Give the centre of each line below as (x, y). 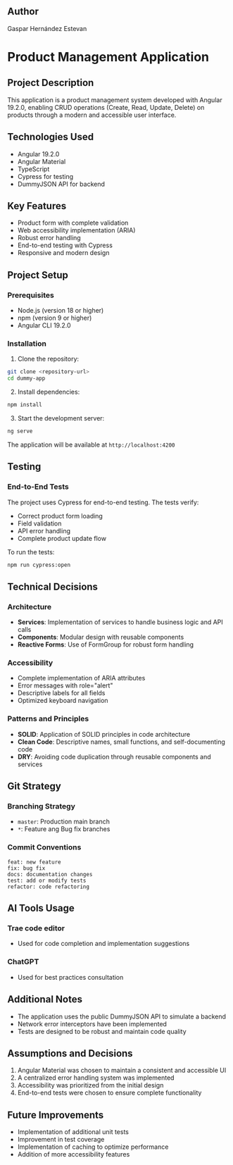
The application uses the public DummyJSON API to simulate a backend (122, 1016)
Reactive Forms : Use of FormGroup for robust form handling (106, 644)
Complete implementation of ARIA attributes (81, 678)
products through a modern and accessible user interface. (92, 115)
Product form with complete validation (73, 223)
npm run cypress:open (39, 565)
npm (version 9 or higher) (55, 318)
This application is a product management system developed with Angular (115, 100)
